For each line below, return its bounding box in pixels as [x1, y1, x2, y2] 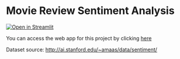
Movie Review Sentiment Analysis [6, 4, 175, 18]
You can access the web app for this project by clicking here [6, 34, 152, 41]
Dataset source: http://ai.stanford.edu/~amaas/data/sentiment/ [6, 46, 158, 53]
